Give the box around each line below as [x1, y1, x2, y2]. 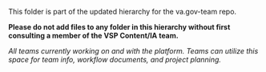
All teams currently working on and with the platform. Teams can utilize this [8, 46, 259, 55]
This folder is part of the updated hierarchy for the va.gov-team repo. [8, 7, 237, 16]
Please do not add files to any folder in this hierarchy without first [8, 22, 231, 31]
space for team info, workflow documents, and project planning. [8, 55, 222, 64]
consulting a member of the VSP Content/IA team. [8, 31, 179, 40]
